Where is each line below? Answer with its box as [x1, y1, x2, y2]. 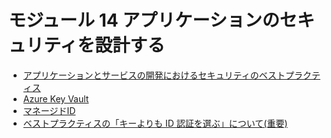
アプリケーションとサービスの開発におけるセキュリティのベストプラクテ [22, 69, 321, 81]
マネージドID [22, 104, 76, 116]
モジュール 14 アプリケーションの [8, 9, 280, 32]
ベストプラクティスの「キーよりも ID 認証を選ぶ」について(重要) [22, 117, 288, 129]
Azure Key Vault [22, 92, 90, 105]
